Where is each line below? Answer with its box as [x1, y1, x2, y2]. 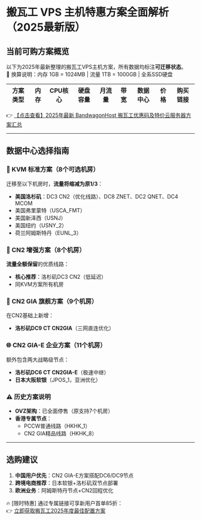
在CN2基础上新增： [6, 312, 54, 319]
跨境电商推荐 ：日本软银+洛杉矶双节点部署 [14, 479, 118, 486]
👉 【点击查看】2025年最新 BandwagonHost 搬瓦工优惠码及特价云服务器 [6, 112, 187, 119]
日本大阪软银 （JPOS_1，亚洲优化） [14, 376, 101, 383]
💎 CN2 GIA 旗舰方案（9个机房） [6, 297, 98, 305]
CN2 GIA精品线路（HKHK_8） [23, 429, 98, 437]
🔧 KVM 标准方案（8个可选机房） [6, 166, 100, 174]
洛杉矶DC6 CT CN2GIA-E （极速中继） [14, 368, 109, 375]
